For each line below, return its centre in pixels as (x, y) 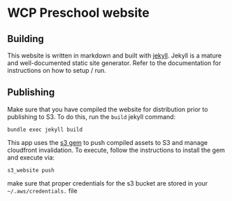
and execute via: (31, 157)
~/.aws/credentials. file (43, 190)
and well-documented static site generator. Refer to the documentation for (114, 63)
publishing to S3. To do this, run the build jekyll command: (92, 116)
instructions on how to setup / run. (57, 70)
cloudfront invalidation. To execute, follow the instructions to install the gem (116, 150)
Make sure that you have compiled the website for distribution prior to (108, 109)
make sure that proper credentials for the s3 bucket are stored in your (108, 183)
